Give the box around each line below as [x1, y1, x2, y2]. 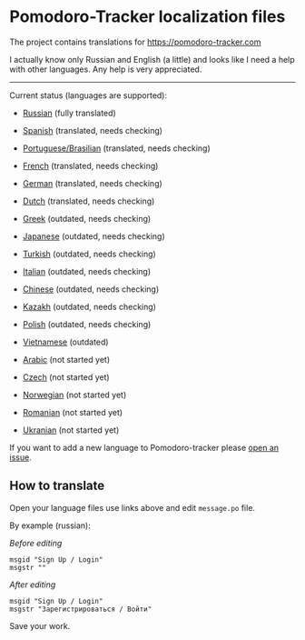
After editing [9, 579, 56, 590]
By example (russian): [9, 520, 91, 531]
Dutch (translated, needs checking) [22, 195, 155, 206]
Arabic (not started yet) [22, 354, 111, 365]
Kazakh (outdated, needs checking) [22, 301, 157, 312]
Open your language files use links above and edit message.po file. [9, 502, 256, 513]
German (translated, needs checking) [22, 177, 163, 188]
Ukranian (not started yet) [22, 425, 120, 435]
